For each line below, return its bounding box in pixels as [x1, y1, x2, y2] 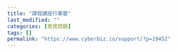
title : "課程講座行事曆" [7, 10, 71, 17]
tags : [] [7, 29, 32, 36]
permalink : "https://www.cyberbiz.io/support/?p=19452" [7, 36, 171, 43]
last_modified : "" [7, 17, 60, 23]
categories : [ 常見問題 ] [7, 23, 71, 30]
